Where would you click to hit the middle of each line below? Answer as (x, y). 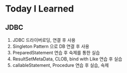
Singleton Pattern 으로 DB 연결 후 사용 (51, 46)
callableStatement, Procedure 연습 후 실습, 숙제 (61, 65)
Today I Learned (40, 9)
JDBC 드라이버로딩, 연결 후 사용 (44, 40)
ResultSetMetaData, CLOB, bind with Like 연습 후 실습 (67, 59)
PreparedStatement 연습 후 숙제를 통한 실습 (56, 53)
